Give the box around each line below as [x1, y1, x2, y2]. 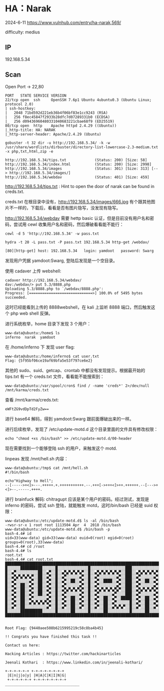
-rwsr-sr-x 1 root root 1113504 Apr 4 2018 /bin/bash [5, 522, 121, 528]
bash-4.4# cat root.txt [5, 557, 54, 562]
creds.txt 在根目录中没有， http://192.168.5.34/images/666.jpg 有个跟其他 [5, 198, 151, 205]
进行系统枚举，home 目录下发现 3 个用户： [5, 320, 91, 326]
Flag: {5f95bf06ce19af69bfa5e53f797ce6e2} [5, 358, 93, 363]
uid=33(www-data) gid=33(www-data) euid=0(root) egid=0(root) [5, 535, 134, 540]
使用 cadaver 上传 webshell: [5, 268, 61, 274]
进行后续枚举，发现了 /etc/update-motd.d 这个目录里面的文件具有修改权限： [5, 426, 159, 432]
